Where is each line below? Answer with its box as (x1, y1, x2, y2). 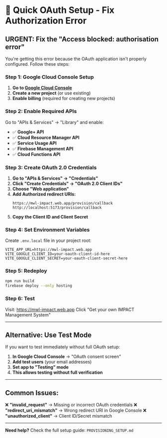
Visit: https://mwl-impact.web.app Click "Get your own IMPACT (5, 306, 135, 313)
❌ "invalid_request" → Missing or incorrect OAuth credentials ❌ (5, 402, 138, 408)
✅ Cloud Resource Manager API (12, 134, 80, 140)
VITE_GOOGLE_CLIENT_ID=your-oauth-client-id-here (5, 251, 110, 257)
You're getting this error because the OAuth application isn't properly (5, 56, 147, 62)
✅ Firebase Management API (12, 145, 74, 151)
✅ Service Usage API (12, 140, 57, 146)
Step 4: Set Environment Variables (5, 226, 90, 233)
